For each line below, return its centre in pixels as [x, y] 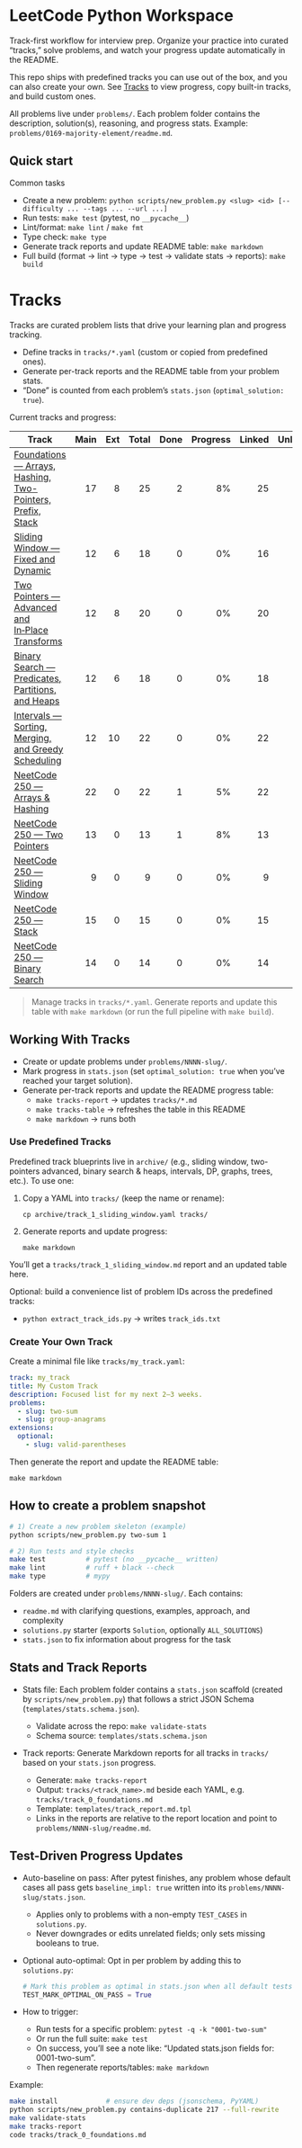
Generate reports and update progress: [95, 1231]
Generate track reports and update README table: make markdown [142, 246]
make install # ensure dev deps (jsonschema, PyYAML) [134, 2101]
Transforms [38, 641]
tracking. [26, 335]
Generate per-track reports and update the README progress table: [148, 1090]
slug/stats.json [53, 1897]
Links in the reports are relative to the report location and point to [156, 1818]
